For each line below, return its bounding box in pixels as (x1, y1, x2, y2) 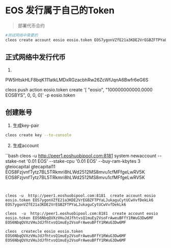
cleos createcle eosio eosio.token (5, 229, 83, 234)
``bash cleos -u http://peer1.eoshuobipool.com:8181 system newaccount (5, 153, 157, 159)
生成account (12, 142, 39, 148)
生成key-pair (12, 122, 40, 129)
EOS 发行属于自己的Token (5, 5, 115, 16)
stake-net (5, 158, 25, 164)
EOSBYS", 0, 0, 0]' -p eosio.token (5, 92, 75, 98)
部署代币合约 (17, 22, 45, 29)
